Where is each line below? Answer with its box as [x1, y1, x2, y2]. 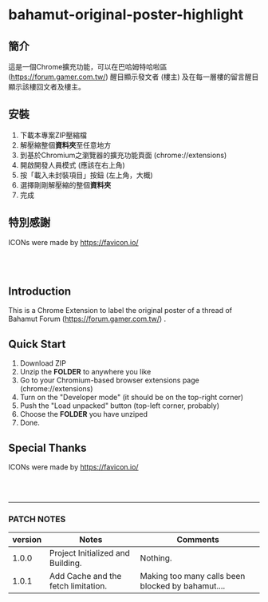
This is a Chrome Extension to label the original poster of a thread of [8, 306, 233, 315]
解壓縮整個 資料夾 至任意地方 [19, 140, 112, 149]
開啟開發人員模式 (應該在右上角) [19, 160, 125, 169]
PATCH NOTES [8, 513, 66, 525]
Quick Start [8, 337, 66, 351]
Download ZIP [19, 358, 66, 368]
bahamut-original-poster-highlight [8, 6, 244, 24]
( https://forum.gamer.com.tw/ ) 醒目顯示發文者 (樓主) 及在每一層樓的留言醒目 [8, 72, 259, 81]
